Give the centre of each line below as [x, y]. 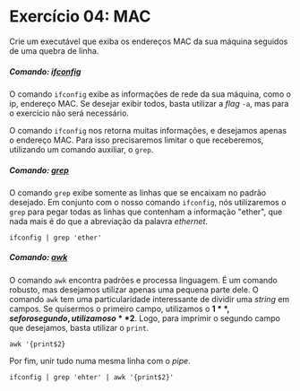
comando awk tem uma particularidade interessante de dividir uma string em [150, 299]
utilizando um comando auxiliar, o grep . [81, 149]
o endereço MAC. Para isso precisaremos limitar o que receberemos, [137, 140]
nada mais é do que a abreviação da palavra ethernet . [109, 221]
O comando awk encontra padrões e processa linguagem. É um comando [143, 280]
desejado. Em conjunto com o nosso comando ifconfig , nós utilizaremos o [148, 202]
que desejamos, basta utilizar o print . [79, 327]
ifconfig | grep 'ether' [56, 238]
